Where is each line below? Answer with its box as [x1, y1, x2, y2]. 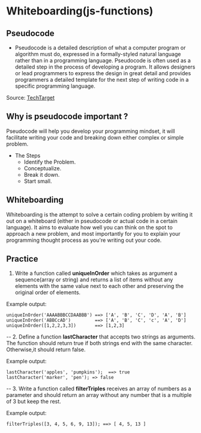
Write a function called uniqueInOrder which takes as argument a [14, 269, 178, 277]
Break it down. [23, 171, 60, 178]
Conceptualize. [23, 164, 62, 172]
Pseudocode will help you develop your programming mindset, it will [6, 127, 175, 135]
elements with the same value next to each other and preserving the [14, 283, 184, 290]
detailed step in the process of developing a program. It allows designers [14, 63, 196, 70]
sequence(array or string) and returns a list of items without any [14, 276, 173, 283]
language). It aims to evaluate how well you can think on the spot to [6, 224, 173, 231]
